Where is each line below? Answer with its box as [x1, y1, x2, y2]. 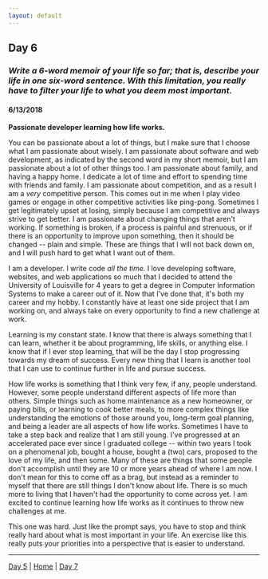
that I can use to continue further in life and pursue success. [8, 364, 207, 373]
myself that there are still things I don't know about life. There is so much [8, 481, 248, 490]
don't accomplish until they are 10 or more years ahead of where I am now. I [8, 464, 258, 474]
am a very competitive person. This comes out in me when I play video [8, 189, 241, 199]
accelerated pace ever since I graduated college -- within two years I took [8, 439, 252, 448]
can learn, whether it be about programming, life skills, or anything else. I [8, 338, 249, 348]
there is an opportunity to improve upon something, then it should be [8, 231, 235, 241]
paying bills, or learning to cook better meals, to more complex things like [8, 404, 250, 415]
